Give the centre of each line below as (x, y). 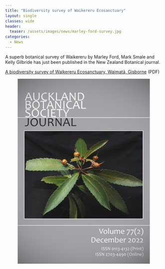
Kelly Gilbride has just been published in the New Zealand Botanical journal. (83, 62)
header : (13, 26)
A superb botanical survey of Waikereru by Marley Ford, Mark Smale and (80, 57)
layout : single (21, 16)
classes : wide (20, 21)
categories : (17, 37)
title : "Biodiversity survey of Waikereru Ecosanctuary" (66, 10)
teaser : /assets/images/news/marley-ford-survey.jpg (66, 32)
